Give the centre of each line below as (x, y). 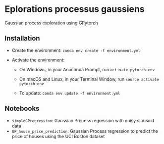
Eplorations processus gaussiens (75, 9)
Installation (22, 38)
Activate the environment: (38, 60)
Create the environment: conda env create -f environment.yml (76, 50)
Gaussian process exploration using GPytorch (51, 23)
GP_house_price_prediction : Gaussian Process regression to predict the (85, 131)
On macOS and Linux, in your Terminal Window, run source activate (89, 79)
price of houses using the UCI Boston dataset (58, 136)
